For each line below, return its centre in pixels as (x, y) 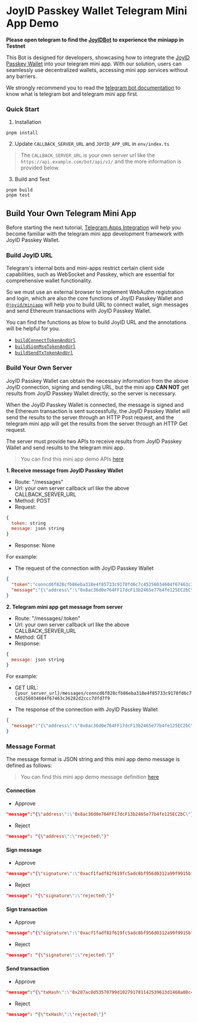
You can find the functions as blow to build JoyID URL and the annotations (96, 322)
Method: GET (31, 637)
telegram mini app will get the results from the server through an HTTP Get (97, 424)
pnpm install (22, 133)
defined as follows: (29, 766)
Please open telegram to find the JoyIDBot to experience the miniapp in (95, 40)
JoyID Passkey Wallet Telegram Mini (97, 11)
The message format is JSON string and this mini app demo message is (93, 759)
